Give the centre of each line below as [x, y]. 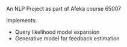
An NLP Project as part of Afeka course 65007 [64, 9]
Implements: [22, 20]
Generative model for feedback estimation [67, 38]
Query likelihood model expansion [57, 32]
